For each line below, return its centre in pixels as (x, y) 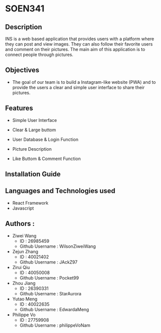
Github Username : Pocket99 (49, 277)
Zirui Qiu (21, 267)
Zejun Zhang (25, 251)
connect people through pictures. (39, 55)
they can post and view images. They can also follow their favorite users (79, 44)
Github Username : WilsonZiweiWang (58, 246)
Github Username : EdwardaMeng (54, 309)
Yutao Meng (25, 299)
